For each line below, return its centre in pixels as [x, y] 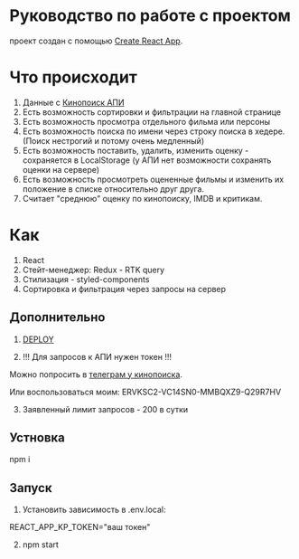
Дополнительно [57, 317]
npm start [40, 545]
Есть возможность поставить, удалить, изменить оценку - [135, 150]
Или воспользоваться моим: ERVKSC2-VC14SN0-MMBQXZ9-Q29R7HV [145, 392]
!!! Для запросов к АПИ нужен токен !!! [97, 356]
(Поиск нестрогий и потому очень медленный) [113, 140]
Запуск [31, 488]
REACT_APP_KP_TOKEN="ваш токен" [80, 527]
